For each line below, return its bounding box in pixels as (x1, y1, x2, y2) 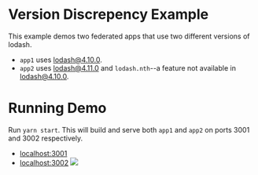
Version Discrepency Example (8, 5, 209, 24)
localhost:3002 (19, 158, 69, 167)
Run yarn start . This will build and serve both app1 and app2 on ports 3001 (8, 125, 250, 134)
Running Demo (8, 100, 107, 117)
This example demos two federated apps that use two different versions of (8, 31, 250, 41)
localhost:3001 (19, 148, 68, 158)
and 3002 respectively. (8, 133, 83, 143)
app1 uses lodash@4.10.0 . (19, 55, 102, 64)
